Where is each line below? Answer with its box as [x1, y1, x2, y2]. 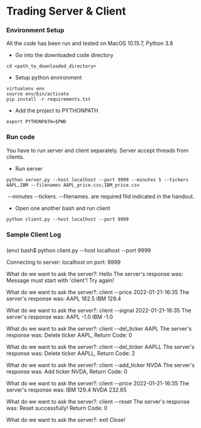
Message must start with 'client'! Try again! [6, 277, 114, 284]
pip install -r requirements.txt [6, 96, 91, 103]
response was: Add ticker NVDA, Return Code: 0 [6, 368, 128, 375]
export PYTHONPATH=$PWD [6, 119, 67, 125]
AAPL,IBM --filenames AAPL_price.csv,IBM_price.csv [6, 182, 140, 188]
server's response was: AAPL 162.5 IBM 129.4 [6, 295, 121, 302]
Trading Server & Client [6, 4, 126, 18]
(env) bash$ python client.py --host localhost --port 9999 [6, 246, 151, 254]
